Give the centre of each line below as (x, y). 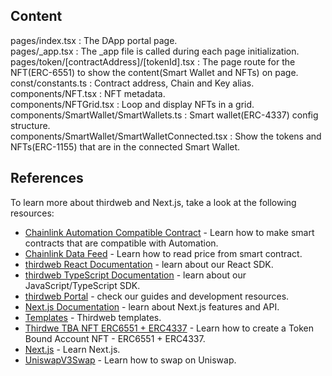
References (47, 178)
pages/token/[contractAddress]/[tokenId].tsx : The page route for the (153, 61)
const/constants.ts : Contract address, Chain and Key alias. (132, 83)
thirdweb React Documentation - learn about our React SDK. (149, 264)
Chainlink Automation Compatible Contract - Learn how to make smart (169, 232)
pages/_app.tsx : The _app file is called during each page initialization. (155, 51)
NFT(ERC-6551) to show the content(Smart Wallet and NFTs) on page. (154, 72)
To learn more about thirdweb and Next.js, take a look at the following (153, 202)
